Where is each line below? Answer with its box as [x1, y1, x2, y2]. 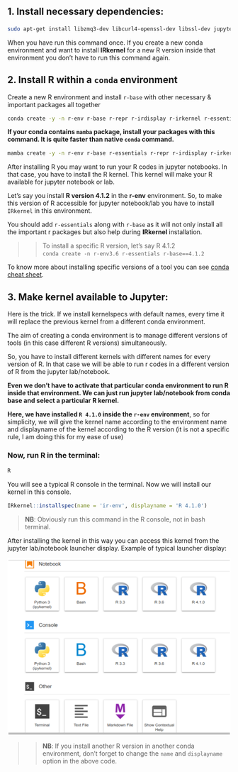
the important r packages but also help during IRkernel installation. [7, 228, 203, 236]
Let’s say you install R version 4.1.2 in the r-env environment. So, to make [7, 192, 222, 200]
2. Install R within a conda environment [7, 74, 178, 86]
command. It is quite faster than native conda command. [7, 135, 175, 144]
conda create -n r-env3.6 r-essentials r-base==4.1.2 [42, 250, 205, 258]
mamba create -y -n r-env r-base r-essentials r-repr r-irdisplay [7, 150, 208, 157]
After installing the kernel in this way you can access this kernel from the [7, 536, 220, 545]
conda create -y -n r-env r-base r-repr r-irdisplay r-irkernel [7, 115, 201, 122]
